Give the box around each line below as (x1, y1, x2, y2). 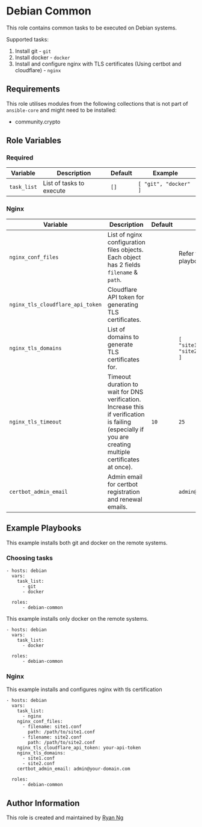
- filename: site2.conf (22, 734, 82, 740)
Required (6, 153, 34, 162)
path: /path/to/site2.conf (28, 740, 96, 746)
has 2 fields (107, 260, 141, 269)
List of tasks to (43, 179, 85, 188)
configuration (107, 238, 145, 246)
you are (107, 432, 129, 441)
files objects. (107, 245, 144, 254)
